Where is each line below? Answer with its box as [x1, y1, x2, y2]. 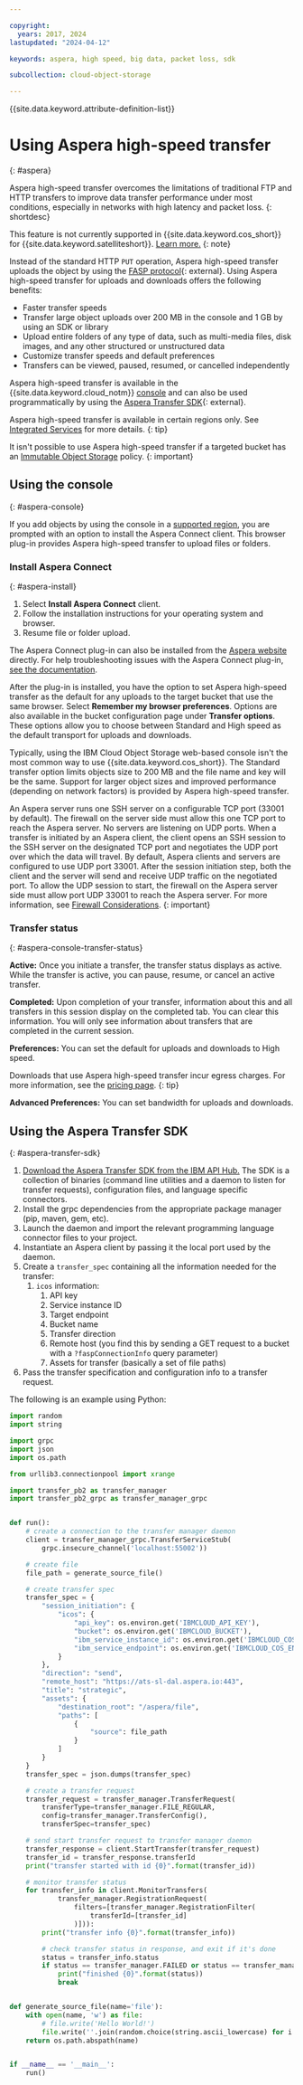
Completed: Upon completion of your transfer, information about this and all [9, 997, 293, 1008]
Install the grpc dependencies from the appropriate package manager [22, 1204, 282, 1215]
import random [9, 1412, 63, 1421]
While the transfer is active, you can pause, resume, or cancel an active [9, 970, 275, 981]
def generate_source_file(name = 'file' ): [9, 2003, 164, 2012]
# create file [25, 1559, 78, 1569]
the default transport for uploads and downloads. [9, 730, 192, 741]
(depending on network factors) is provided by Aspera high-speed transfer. [9, 786, 289, 797]
